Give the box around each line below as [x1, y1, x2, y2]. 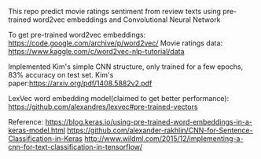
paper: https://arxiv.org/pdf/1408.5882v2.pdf [8, 78, 153, 88]
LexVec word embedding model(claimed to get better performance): [8, 94, 230, 103]
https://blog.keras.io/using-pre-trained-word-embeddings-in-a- [45, 117, 253, 126]
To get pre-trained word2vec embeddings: [8, 31, 146, 39]
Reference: [8, 117, 44, 126]
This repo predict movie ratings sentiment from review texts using [8, 7, 222, 16]
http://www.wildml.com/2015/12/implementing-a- [83, 134, 244, 143]
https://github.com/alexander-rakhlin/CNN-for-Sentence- [66, 125, 253, 135]
